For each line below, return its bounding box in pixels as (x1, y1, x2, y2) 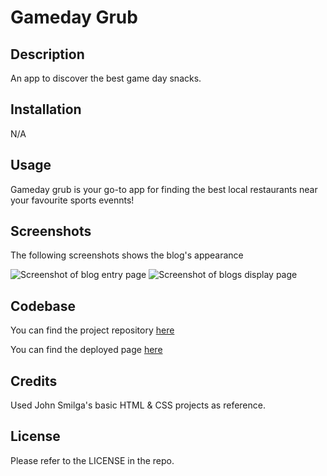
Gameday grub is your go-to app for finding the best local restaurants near (10, 183, 318, 195)
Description (10, 46, 85, 63)
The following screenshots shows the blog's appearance (10, 249, 244, 261)
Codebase (10, 297, 77, 315)
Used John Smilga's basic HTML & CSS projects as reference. (10, 399, 266, 411)
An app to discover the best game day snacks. (10, 72, 202, 84)
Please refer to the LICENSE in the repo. (10, 454, 175, 466)
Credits (10, 372, 58, 390)
